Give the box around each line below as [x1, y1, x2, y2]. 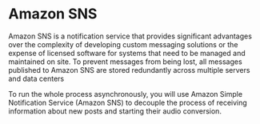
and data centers [8, 74, 65, 83]
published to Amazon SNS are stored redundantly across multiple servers [8, 65, 250, 74]
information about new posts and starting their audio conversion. [8, 106, 222, 116]
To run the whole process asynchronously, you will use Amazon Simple [8, 89, 242, 98]
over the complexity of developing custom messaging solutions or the [8, 39, 238, 49]
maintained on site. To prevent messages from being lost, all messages [8, 57, 242, 66]
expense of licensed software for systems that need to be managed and [8, 48, 246, 58]
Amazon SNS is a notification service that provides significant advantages [8, 31, 252, 41]
